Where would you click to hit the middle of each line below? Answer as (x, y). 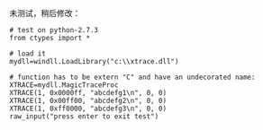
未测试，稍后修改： (45, 13)
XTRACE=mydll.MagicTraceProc (64, 85)
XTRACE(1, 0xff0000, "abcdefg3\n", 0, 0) (88, 108)
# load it (28, 54)
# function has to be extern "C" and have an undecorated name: (132, 77)
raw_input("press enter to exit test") (84, 117)
